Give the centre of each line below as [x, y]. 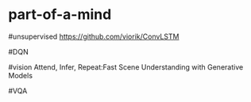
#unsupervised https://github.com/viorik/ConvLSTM [94, 36]
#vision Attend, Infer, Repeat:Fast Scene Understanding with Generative [126, 67]
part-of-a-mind [60, 15]
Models [21, 75]
